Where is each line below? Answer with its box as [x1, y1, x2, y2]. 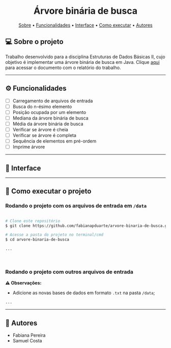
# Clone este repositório [5, 218, 60, 223]
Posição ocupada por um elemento [12, 109, 87, 115]
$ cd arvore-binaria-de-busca [5, 237, 70, 242]
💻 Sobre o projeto [5, 37, 64, 46]
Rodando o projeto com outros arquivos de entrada [5, 268, 134, 275]
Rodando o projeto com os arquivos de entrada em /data [5, 202, 147, 210]
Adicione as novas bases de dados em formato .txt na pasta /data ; [12, 290, 155, 296]
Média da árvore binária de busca [12, 121, 83, 127]
